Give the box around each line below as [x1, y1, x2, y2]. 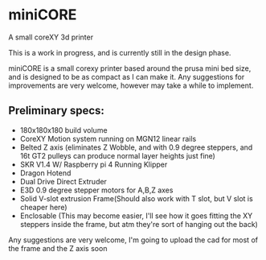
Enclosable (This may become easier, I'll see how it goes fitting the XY [19, 211, 253, 221]
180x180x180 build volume [19, 125, 108, 134]
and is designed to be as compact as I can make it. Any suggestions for [8, 72, 245, 81]
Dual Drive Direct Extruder [19, 176, 107, 186]
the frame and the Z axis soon [8, 243, 108, 253]
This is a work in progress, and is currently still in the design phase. [8, 47, 231, 57]
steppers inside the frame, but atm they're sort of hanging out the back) [19, 219, 259, 229]
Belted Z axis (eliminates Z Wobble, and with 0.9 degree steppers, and [19, 142, 253, 152]
